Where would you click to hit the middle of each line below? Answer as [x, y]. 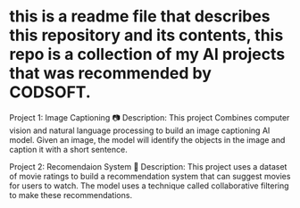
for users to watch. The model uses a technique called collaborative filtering [149, 186]
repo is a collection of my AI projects [147, 54]
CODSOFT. [50, 92]
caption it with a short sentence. [68, 149]
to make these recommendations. [71, 195]
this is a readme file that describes [140, 17]
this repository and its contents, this [146, 35]
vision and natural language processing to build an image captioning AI [140, 130]
